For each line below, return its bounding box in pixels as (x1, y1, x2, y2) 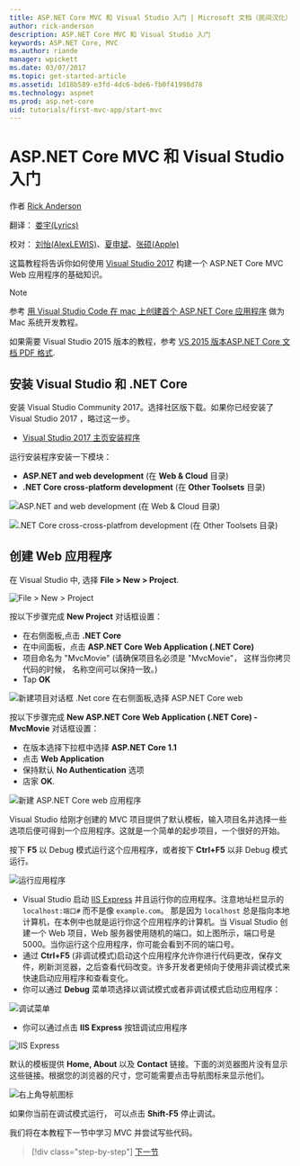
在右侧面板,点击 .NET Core (22, 630, 121, 641)
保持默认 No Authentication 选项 (22, 764, 145, 775)
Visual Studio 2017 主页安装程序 (22, 433, 141, 443)
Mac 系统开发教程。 (9, 317, 84, 328)
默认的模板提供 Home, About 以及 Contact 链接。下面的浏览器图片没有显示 (9, 1058, 288, 1069)
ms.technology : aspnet (9, 88, 94, 97)
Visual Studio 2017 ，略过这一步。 (9, 413, 135, 424)
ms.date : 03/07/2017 (9, 64, 87, 73)
